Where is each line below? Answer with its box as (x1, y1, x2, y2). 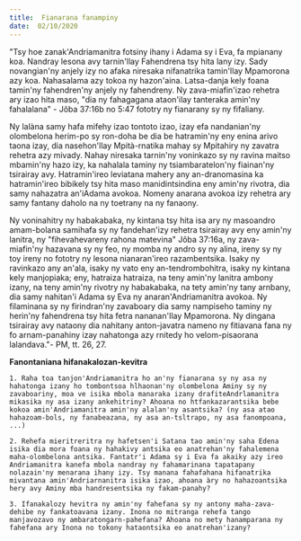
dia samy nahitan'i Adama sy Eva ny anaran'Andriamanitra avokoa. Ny (9, 291, 268, 302)
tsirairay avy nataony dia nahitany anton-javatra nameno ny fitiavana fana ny (9, 320, 292, 331)
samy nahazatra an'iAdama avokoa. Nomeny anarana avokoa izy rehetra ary (9, 188, 292, 199)
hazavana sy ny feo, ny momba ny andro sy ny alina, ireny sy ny (45, 244, 282, 254)
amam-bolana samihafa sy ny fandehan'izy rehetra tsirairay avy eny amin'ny (9, 224, 292, 235)
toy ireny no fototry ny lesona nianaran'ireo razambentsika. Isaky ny (9, 253, 261, 263)
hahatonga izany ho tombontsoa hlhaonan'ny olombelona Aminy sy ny (9, 381, 268, 391)
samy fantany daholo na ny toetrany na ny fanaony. (9, 197, 199, 208)
